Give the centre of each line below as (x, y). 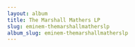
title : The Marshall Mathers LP (54, 20)
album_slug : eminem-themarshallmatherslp (68, 33)
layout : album (28, 13)
